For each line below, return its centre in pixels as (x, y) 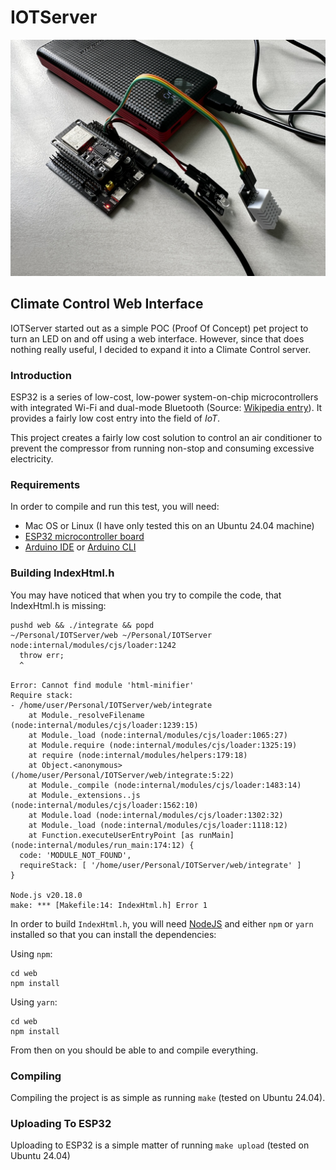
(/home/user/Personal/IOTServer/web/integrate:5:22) (122, 775)
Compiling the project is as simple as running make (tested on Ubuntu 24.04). (168, 1097)
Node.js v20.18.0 (46, 895)
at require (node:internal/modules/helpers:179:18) (138, 755)
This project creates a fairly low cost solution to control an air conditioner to (166, 438)
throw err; (42, 655)
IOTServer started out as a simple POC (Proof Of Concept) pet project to (159, 328)
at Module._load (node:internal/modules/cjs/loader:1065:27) (158, 735)
